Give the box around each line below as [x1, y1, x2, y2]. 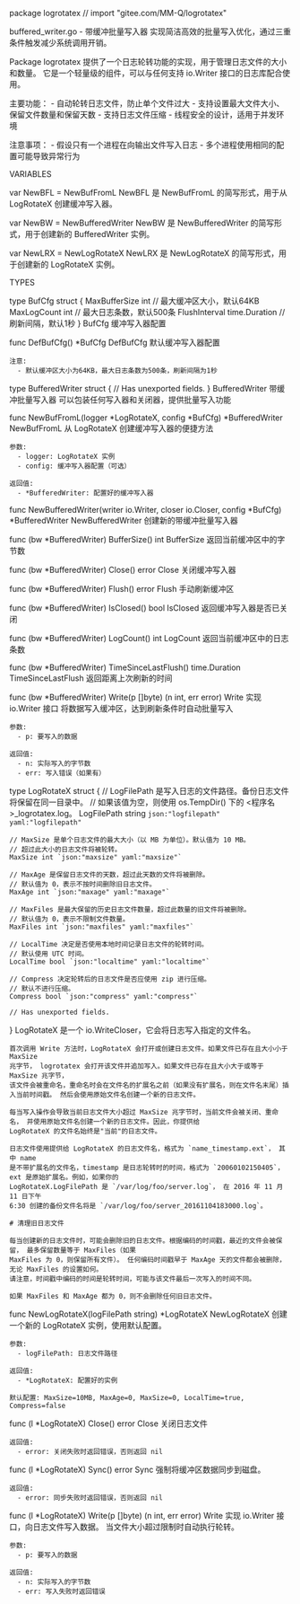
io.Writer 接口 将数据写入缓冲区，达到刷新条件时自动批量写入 [9, 703, 234, 713]
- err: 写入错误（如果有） [17, 769, 106, 778]
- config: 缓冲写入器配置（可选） [17, 462, 132, 471]
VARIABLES [9, 169, 52, 179]
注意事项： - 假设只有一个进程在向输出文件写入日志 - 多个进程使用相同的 [9, 139, 277, 150]
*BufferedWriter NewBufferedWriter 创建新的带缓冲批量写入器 [9, 516, 239, 525]
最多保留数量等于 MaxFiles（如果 [26, 1246, 137, 1255]
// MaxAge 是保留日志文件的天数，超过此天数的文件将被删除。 [9, 870, 210, 879]
